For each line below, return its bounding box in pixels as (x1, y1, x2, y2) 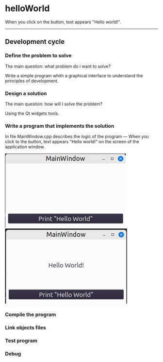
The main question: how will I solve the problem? (5, 101, 103, 107)
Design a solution (5, 90, 47, 97)
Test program (5, 337, 38, 344)
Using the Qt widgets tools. (5, 110, 60, 116)
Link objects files (5, 324, 46, 331)
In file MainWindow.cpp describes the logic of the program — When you (5, 134, 149, 139)
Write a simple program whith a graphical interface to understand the (5, 72, 143, 78)
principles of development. (5, 78, 59, 84)
